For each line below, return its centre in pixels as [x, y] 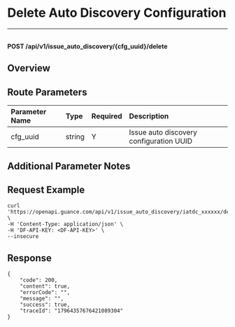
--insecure [23, 237]
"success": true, [45, 305]
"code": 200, [39, 280]
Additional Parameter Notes [69, 166]
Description [149, 116]
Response [30, 258]
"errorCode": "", [45, 293]
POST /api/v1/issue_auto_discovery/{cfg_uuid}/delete [87, 46]
